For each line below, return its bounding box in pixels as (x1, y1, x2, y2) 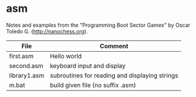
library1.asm (9, 71, 45, 79)
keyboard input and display (49, 61, 126, 70)
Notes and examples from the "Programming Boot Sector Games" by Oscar (6, 21, 191, 29)
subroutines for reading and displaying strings (49, 71, 178, 79)
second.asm (9, 61, 43, 70)
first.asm (9, 52, 34, 60)
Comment (100, 42, 129, 50)
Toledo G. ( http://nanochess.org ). (6, 27, 88, 35)
